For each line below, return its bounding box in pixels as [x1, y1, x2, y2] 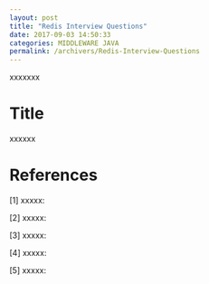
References [9, 165, 98, 185]
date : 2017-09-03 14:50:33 [9, 30, 111, 39]
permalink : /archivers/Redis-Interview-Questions [9, 47, 201, 56]
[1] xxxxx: [9, 195, 45, 205]
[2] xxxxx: [9, 213, 47, 222]
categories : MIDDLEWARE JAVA [9, 38, 119, 48]
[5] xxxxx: [9, 265, 47, 276]
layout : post [9, 13, 59, 23]
